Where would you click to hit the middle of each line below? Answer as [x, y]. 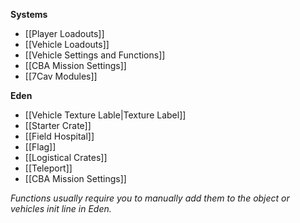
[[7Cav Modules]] [61, 76]
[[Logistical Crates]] [66, 157]
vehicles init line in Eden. [61, 208]
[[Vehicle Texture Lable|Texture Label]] [105, 115]
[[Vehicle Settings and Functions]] [95, 55]
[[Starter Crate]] [58, 125]
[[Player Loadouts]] [64, 33]
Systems [29, 14]
